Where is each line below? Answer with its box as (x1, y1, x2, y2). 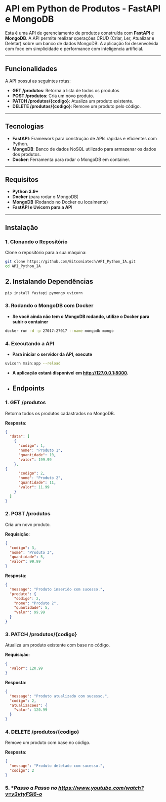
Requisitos (5, 175, 39, 184)
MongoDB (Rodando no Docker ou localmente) (12, 199, 108, 205)
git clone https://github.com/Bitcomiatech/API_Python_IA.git (5, 259, 136, 264)
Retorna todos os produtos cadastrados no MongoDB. (5, 410, 115, 416)
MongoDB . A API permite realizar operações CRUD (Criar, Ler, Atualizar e (5, 35, 155, 41)
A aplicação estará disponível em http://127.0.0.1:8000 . (12, 370, 128, 375)
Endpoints (12, 384, 45, 393)
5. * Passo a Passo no (5, 784, 58, 791)
